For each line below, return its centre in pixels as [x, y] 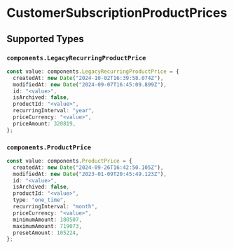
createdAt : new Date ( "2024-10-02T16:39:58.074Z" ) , [88, 78]
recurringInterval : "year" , [54, 111]
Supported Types [46, 39]
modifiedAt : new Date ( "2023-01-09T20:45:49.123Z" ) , [90, 174]
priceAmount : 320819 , [44, 123]
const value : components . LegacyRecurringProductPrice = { [93, 72]
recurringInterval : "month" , [55, 207]
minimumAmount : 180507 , [47, 220]
